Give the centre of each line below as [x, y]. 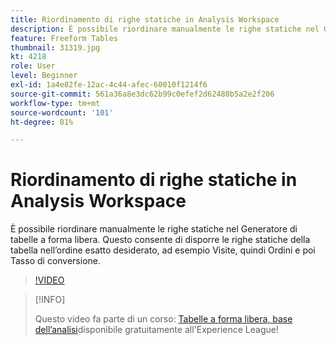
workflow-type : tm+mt [55, 103]
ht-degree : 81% [42, 122]
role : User [33, 66]
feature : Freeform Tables [64, 38]
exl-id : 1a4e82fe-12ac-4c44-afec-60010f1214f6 [109, 85]
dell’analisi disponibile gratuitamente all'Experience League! [156, 330]
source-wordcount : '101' [62, 112]
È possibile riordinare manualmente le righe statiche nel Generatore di [154, 229]
